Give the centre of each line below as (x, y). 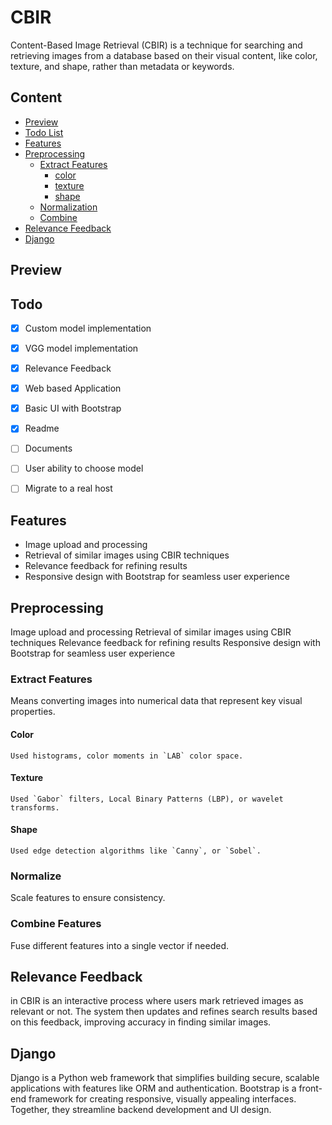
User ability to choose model (84, 468)
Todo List (44, 132)
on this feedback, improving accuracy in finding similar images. (141, 1022)
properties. (33, 712)
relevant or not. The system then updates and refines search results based (164, 1012)
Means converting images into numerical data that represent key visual (156, 701)
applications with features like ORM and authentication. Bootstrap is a (153, 1088)
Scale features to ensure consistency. (88, 898)
